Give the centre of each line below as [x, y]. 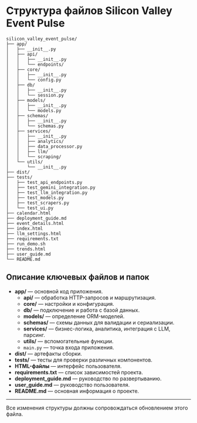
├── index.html [25, 228]
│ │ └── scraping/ [34, 156]
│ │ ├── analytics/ [35, 141]
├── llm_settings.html [34, 233]
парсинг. [34, 335]
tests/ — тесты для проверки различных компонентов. [83, 360]
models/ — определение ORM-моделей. [74, 316]
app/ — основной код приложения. [59, 291]
